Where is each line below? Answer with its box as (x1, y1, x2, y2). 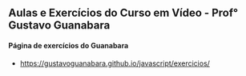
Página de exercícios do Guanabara (8, 40, 129, 50)
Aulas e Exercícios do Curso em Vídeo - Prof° (8, 6, 239, 20)
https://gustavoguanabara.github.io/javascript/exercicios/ (19, 59, 211, 68)
